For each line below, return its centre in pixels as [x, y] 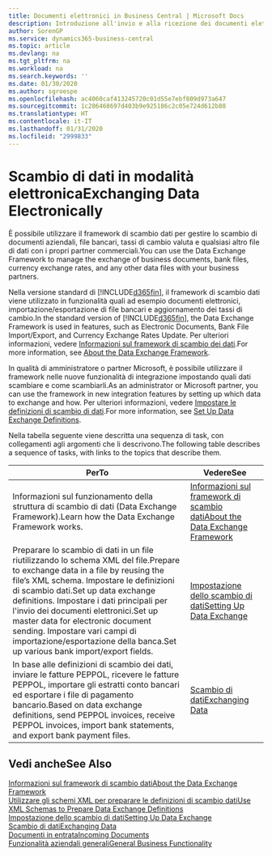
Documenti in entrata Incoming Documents [79, 835]
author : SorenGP [36, 31]
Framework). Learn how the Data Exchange [94, 517]
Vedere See [225, 472]
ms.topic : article [39, 46]
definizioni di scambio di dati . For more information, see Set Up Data [121, 411]
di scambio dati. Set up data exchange [84, 590]
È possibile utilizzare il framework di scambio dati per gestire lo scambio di [133, 233]
